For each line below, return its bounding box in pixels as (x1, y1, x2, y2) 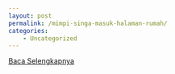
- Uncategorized (23, 34, 78, 43)
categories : (8, 27, 48, 35)
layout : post (8, 11, 52, 20)
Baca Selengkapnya (8, 56, 75, 66)
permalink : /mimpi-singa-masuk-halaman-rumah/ (8, 19, 168, 27)
